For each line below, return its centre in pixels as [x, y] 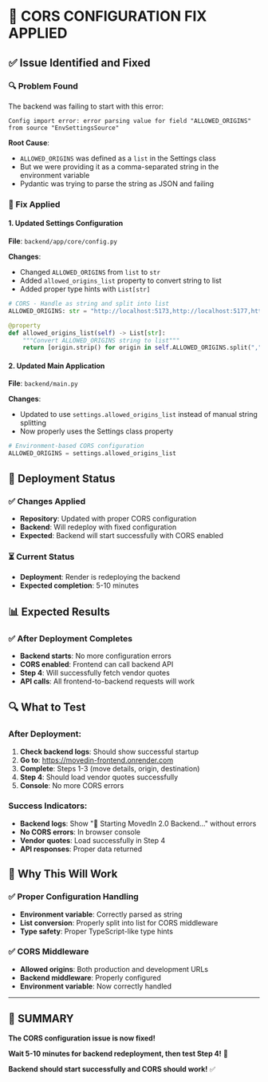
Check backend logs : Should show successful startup [109, 751]
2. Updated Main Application [57, 366]
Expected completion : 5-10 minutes [79, 585]
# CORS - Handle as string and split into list [89, 303]
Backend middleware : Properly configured [91, 977]
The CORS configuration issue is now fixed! [82, 1038]
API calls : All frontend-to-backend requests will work [107, 681]
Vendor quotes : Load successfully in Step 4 [93, 840]
